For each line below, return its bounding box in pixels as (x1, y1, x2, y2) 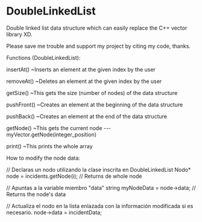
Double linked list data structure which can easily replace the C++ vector (6, 24, 188, 31)
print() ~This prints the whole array (6, 142, 93, 149)
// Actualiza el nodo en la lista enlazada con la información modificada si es (6, 202, 194, 209)
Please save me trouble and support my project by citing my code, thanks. (6, 42, 191, 50)
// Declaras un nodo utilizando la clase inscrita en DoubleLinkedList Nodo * (6, 166, 191, 173)
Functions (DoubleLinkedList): (6, 54, 81, 61)
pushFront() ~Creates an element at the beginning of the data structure (6, 101, 183, 108)
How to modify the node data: (6, 154, 80, 162)
